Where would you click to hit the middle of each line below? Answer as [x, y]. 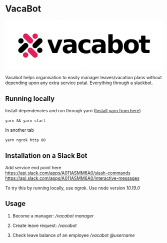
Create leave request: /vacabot [44, 225]
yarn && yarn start [25, 121]
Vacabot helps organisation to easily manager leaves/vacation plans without [83, 78]
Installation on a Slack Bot [46, 156]
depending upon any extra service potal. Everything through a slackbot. [79, 83]
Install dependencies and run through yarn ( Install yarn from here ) [73, 111]
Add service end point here [33, 168]
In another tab [19, 130]
